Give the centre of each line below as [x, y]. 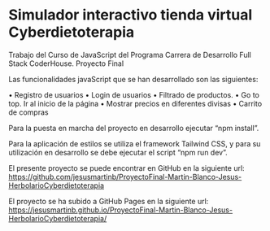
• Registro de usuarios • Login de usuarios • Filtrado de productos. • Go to [134, 94]
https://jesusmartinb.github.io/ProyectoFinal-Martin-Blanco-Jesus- [121, 210]
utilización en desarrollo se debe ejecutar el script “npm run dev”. [118, 152]
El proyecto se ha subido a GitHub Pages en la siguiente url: [109, 201]
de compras [28, 112]
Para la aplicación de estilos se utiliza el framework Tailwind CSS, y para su [135, 143]
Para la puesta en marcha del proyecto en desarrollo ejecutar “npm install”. [134, 128]
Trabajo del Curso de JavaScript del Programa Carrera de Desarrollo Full [130, 54]
